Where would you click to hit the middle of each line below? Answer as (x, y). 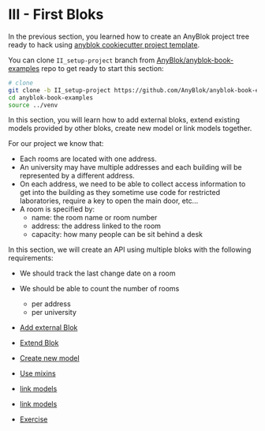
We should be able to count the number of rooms (99, 289)
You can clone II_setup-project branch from (82, 60)
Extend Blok (39, 343)
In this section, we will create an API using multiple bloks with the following (130, 249)
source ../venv (33, 105)
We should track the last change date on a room (97, 273)
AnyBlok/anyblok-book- (195, 60)
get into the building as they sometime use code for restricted (120, 193)
